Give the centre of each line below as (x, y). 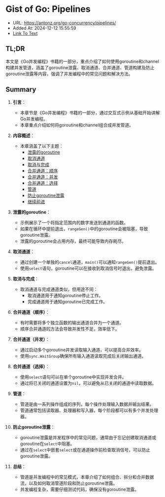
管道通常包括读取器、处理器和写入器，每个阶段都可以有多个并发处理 (89, 410)
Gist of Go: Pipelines (48, 9)
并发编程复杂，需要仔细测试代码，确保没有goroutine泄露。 (80, 489)
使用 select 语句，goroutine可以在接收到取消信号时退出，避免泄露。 (88, 268)
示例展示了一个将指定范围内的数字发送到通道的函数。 (74, 222)
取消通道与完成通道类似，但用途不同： (59, 289)
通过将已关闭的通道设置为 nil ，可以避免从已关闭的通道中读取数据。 (88, 383)
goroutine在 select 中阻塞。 (47, 444)
